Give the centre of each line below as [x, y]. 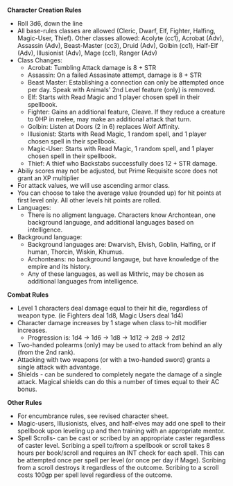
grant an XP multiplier [48, 178]
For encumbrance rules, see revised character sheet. [93, 416]
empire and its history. [59, 267]
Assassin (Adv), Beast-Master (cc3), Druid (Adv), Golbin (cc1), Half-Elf [118, 45]
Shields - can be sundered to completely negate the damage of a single [120, 374]
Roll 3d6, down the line [50, 23]
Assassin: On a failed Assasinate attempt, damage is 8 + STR [115, 75]
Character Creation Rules [44, 10]
